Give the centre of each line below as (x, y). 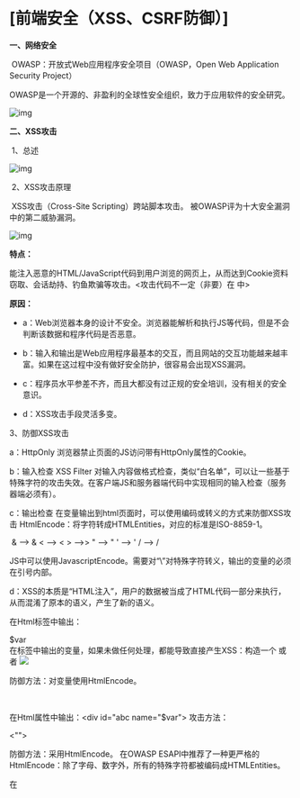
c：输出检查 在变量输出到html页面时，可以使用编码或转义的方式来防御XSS (146, 512)
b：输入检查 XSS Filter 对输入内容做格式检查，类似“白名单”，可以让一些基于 (150, 471)
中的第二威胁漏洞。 (45, 217)
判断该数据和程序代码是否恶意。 (81, 333)
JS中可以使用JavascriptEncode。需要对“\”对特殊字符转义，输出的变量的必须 (150, 560)
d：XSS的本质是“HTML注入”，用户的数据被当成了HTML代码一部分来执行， (148, 591)
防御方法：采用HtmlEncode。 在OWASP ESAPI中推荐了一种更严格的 (135, 754)
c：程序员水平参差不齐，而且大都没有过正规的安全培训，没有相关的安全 (154, 383)
